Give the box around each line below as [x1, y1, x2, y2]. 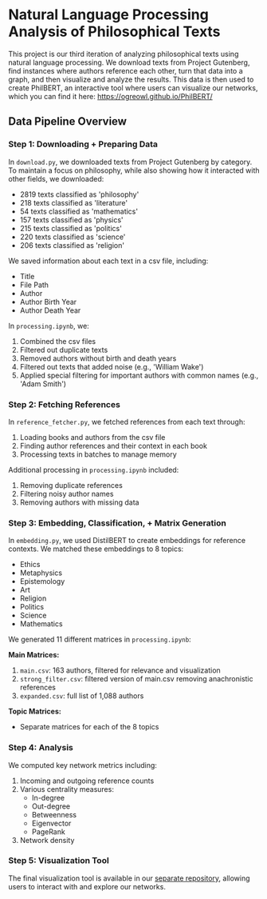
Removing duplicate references [19, 480, 124, 489]
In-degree [31, 793, 65, 802]
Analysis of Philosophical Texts [8, 22, 221, 41]
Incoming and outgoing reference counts [19, 776, 155, 785]
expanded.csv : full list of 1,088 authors [19, 691, 144, 701]
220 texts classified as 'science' [19, 232, 126, 242]
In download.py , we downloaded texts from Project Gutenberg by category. [8, 157, 253, 166]
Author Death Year [19, 306, 81, 315]
